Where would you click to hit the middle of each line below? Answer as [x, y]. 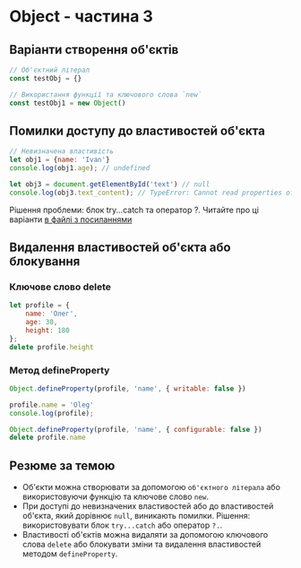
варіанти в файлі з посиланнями [71, 219]
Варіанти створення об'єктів [94, 50]
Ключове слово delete [60, 287]
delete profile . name [48, 438]
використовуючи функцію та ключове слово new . [115, 497]
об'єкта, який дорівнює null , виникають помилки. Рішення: [136, 516]
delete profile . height [52, 347]
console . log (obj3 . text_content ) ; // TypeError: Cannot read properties [146, 193]
